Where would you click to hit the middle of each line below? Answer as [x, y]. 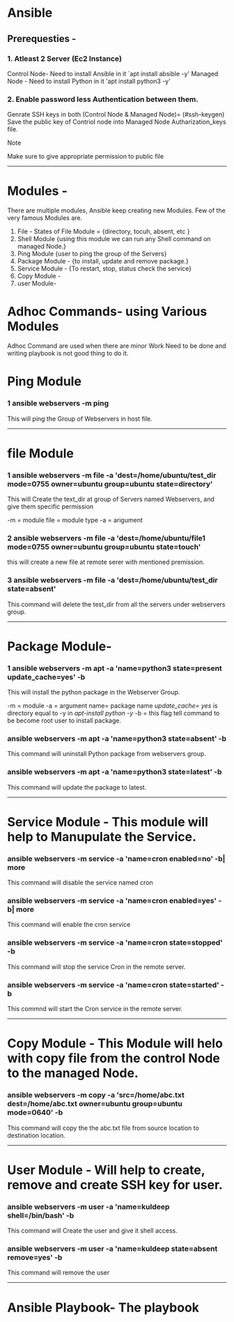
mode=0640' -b [35, 1112]
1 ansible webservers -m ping [58, 403]
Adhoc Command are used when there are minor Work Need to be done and [117, 346]
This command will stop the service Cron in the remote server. [96, 966]
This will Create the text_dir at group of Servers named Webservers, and [111, 499]
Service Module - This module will [108, 822]
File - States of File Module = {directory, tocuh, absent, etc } [103, 231]
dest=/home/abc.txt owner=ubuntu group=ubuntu [95, 1104]
